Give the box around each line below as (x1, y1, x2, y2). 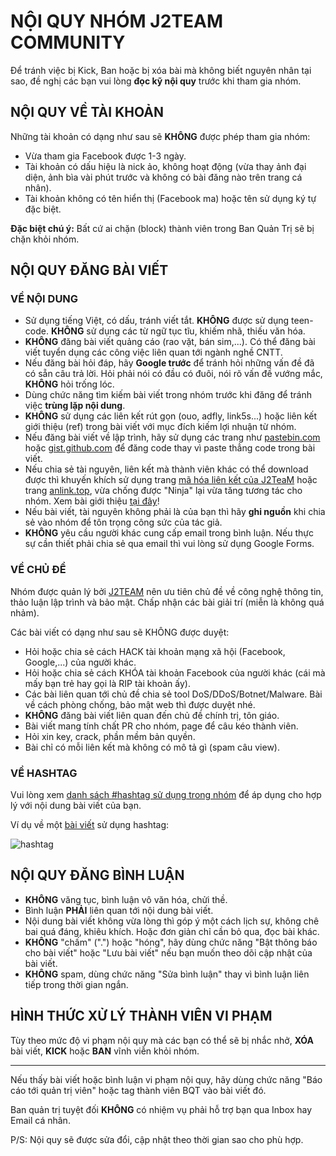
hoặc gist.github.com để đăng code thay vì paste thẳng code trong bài (24, 442, 316, 454)
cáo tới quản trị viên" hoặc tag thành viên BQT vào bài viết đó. (10, 1084, 267, 1096)
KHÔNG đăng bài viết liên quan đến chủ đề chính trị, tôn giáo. (24, 709, 280, 721)
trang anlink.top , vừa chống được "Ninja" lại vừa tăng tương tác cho (24, 485, 303, 497)
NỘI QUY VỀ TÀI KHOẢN (10, 104, 164, 121)
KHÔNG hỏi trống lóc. (24, 378, 115, 390)
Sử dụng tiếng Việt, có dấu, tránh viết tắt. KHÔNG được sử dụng (24, 315, 290, 327)
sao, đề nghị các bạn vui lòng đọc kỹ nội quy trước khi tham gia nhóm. (10, 75, 302, 87)
